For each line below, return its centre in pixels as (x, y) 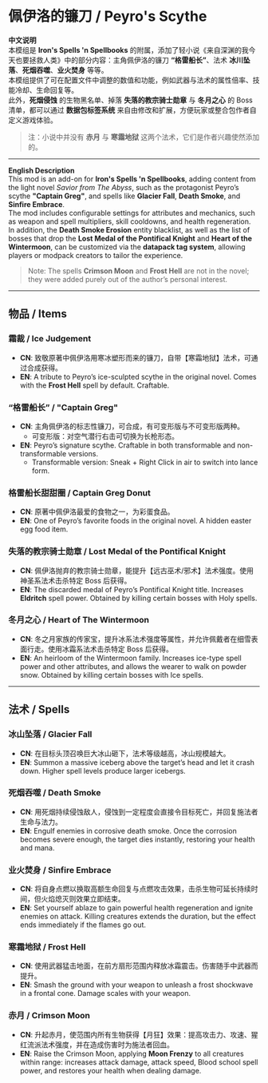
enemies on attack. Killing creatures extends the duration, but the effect (138, 917)
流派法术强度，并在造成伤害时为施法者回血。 (100, 1045)
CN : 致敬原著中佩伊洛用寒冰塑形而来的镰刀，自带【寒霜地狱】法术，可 (135, 357)
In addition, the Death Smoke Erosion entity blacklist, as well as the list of (129, 229)
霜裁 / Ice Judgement (50, 339)
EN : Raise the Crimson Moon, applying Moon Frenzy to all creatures (132, 1053)
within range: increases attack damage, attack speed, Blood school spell (139, 1062)
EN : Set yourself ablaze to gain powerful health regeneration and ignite (136, 908)
